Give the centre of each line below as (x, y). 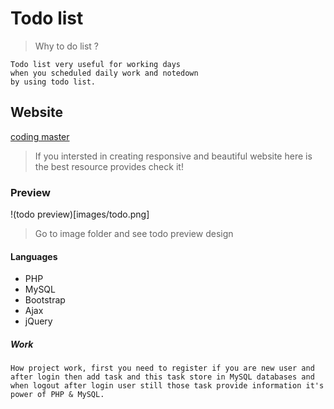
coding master (40, 136)
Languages (34, 256)
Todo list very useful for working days (96, 64)
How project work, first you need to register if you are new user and (162, 368)
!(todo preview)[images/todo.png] (80, 214)
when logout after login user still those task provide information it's (167, 386)
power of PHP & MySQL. (57, 395)
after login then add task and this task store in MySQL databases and (162, 377)
